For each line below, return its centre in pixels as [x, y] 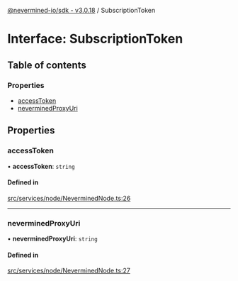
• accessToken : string [41, 166]
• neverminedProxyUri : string [52, 239]
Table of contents [47, 65]
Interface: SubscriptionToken [95, 39]
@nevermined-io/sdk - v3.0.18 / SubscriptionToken [81, 10]
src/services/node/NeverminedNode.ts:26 [69, 198]
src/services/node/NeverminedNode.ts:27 [69, 271]
